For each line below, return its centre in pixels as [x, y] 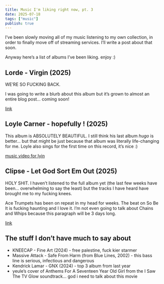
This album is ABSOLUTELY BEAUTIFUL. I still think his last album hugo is [79, 136]
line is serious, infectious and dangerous [53, 260]
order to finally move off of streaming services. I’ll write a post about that [79, 43]
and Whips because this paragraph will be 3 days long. [61, 213]
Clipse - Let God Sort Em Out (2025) [61, 171]
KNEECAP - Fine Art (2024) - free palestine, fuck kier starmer [75, 250]
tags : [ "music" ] [22, 19]
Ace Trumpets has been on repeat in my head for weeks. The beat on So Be [82, 203]
